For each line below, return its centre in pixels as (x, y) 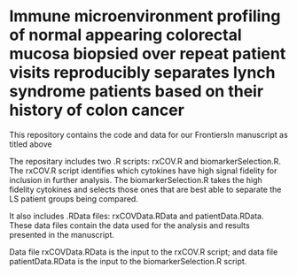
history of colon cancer (97, 110)
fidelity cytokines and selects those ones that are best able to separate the (145, 189)
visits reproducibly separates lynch (142, 73)
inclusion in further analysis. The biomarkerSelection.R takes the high (136, 180)
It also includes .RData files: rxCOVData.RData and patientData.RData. (137, 216)
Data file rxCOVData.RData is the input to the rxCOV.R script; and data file (144, 252)
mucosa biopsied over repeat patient (148, 54)
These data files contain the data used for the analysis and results (129, 225)
